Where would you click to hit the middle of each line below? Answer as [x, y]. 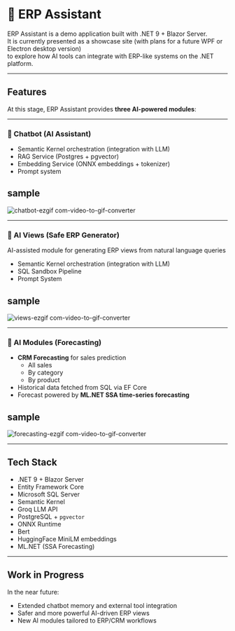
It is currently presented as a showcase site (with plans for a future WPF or [115, 41]
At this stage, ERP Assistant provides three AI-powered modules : [102, 109]
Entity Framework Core [50, 487]
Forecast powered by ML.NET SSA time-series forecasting [104, 395]
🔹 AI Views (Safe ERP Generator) [64, 235]
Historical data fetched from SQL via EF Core [82, 388]
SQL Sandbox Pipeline [49, 271]
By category [45, 373]
